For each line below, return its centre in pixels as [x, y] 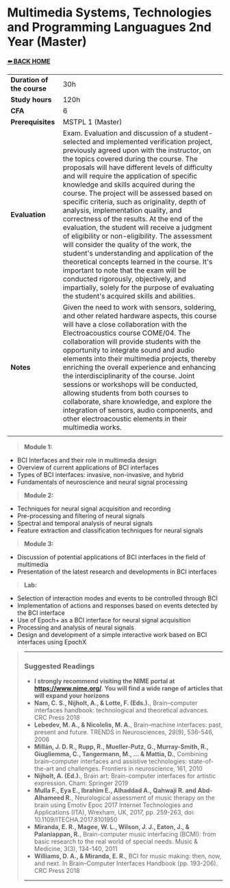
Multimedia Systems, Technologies [110, 13]
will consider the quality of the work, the [127, 244]
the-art [44, 769]
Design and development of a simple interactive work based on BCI [112, 634]
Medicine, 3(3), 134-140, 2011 [76, 849]
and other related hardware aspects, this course [140, 316]
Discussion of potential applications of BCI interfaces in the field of [111, 557]
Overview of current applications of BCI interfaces [88, 467]
